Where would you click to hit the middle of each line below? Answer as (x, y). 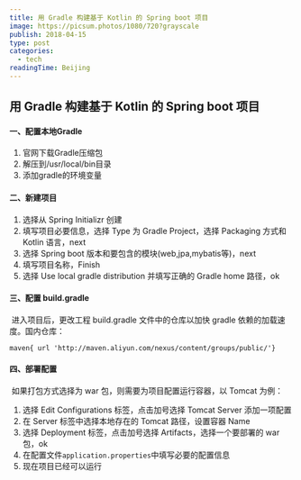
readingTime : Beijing (50, 68)
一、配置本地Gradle (46, 131)
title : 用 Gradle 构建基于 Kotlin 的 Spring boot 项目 (109, 18)
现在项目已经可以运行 (62, 466)
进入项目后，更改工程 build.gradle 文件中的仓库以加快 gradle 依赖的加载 (144, 320)
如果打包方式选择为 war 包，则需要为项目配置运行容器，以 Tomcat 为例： (147, 391)
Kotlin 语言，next (54, 242)
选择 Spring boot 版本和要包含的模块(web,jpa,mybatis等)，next (139, 253)
